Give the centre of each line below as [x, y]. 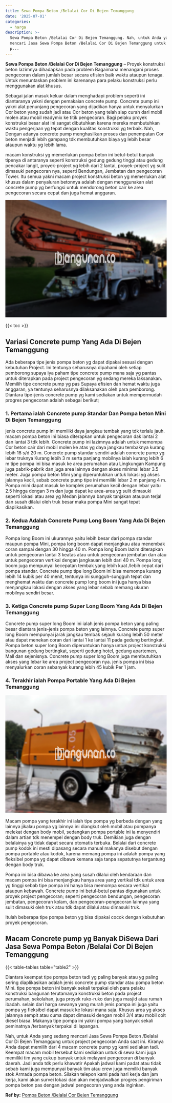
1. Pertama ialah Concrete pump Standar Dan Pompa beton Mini [86, 414]
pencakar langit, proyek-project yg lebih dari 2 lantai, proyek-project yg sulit [85, 165]
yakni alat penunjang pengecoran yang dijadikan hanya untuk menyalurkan [84, 106]
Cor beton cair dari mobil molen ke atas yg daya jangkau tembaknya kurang [85, 447]
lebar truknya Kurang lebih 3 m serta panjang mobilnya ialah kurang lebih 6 [84, 458]
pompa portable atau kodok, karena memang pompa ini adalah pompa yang [85, 853]
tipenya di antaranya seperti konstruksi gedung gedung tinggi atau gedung [84, 160]
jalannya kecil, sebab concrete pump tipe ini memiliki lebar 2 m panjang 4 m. [86, 480]
